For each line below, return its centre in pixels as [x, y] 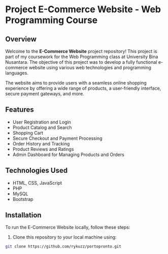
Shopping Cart [28, 133]
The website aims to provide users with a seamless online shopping [76, 83]
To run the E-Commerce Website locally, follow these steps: [68, 227]
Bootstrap [23, 199]
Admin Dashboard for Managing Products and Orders [68, 155]
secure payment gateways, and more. [45, 94]
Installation [23, 215]
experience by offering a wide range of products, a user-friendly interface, [83, 88]
